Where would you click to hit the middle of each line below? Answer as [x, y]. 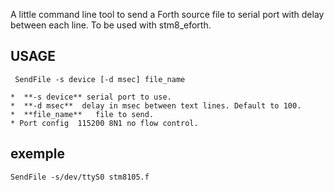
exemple [37, 154]
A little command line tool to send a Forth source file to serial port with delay [167, 14]
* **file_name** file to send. [82, 114]
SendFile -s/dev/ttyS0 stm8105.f [80, 177]
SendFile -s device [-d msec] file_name [100, 79]
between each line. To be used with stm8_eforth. [111, 25]
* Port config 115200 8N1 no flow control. [104, 123]
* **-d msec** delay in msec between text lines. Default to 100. [156, 105]
